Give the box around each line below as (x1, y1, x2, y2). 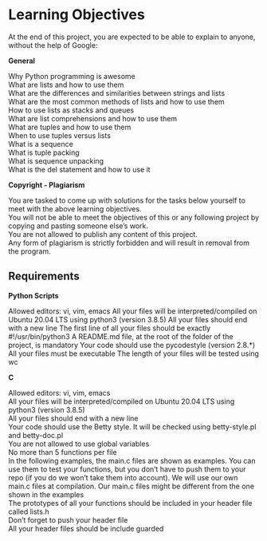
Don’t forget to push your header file (8, 515, 128, 524)
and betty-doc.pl (8, 430, 64, 440)
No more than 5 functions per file (8, 447, 117, 456)
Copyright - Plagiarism (8, 180, 85, 189)
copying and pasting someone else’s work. (8, 221, 149, 231)
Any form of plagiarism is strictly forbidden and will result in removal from (8, 238, 249, 247)
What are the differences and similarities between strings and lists (8, 88, 226, 97)
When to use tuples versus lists (8, 130, 112, 140)
